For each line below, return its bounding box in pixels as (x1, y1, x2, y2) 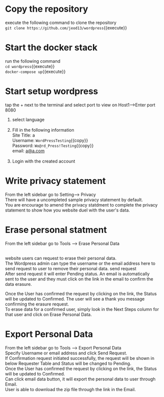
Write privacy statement (5, 175, 106, 187)
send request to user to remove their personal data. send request (5, 265, 137, 271)
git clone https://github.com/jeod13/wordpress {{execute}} (5, 24, 127, 30)
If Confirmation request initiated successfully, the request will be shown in (5, 355, 155, 361)
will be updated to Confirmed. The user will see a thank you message (5, 296, 145, 302)
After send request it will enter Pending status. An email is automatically (5, 271, 150, 277)
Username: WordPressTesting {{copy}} (12, 137, 88, 143)
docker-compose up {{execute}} (5, 69, 66, 74)
